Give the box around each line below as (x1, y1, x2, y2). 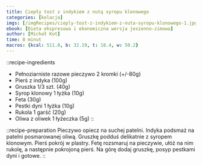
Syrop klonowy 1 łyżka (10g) (14, 89, 85, 97)
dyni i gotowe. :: (6, 152, 46, 159)
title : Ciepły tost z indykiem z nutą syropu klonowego (6, 8, 149, 15)
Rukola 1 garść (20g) (14, 109, 66, 116)
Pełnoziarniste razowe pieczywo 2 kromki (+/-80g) (14, 70, 141, 77)
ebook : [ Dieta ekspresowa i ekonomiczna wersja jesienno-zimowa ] (6, 25, 173, 32)
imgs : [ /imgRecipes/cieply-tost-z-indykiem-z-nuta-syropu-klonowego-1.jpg (6, 20, 198, 26)
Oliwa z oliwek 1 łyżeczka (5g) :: (14, 115, 94, 122)
